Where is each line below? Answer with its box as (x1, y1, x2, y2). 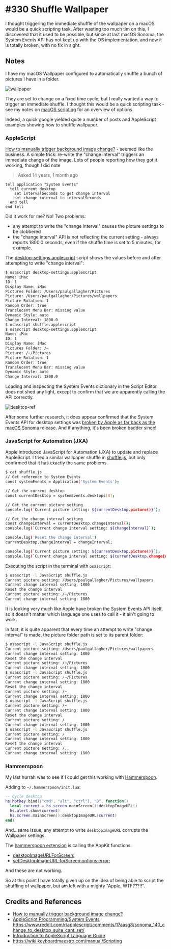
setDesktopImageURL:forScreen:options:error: (12, 857, 110, 863)
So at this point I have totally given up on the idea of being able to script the (5, 877, 164, 883)
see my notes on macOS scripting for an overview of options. (5, 106, 134, 113)
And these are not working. (5, 867, 63, 874)
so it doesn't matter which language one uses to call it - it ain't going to (5, 611, 154, 617)
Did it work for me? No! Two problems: (5, 213, 86, 220)
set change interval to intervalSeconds (14, 195, 101, 201)
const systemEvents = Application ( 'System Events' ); (5, 479, 120, 485)
